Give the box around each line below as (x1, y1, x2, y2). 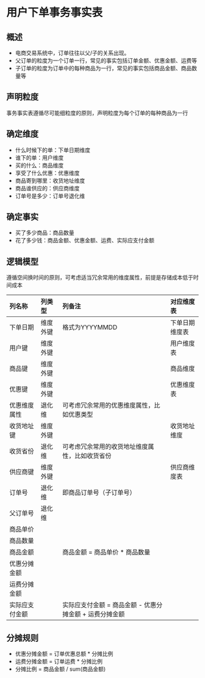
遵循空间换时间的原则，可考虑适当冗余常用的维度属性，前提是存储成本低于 (6, 274, 193, 281)
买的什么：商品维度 (15, 162, 64, 169)
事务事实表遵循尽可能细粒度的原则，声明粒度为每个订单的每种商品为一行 (6, 109, 188, 116)
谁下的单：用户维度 (15, 154, 64, 161)
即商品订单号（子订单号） (62, 488, 136, 497)
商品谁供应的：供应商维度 (15, 184, 80, 192)
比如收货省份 (74, 452, 112, 460)
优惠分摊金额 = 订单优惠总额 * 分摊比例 (15, 650, 113, 658)
